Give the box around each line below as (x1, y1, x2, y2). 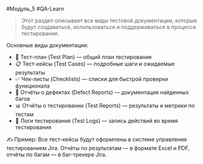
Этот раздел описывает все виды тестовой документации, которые (21, 17, 198, 24)
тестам (15, 111, 34, 118)
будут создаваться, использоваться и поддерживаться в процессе (21, 24, 196, 30)
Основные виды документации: (6, 42, 89, 49)
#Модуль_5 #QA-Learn (6, 5, 64, 12)
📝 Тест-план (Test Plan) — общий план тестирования (15, 53, 152, 60)
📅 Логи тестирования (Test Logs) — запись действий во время (15, 117, 178, 124)
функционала (15, 82, 50, 89)
